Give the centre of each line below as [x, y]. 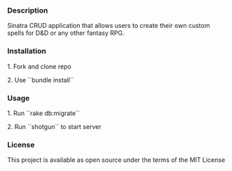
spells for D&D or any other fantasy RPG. [66, 33]
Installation [27, 51]
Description [28, 10]
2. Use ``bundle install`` [41, 80]
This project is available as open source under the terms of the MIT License [116, 160]
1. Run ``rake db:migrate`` [43, 113]
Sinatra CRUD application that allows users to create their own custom [109, 26]
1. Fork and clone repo [39, 66]
